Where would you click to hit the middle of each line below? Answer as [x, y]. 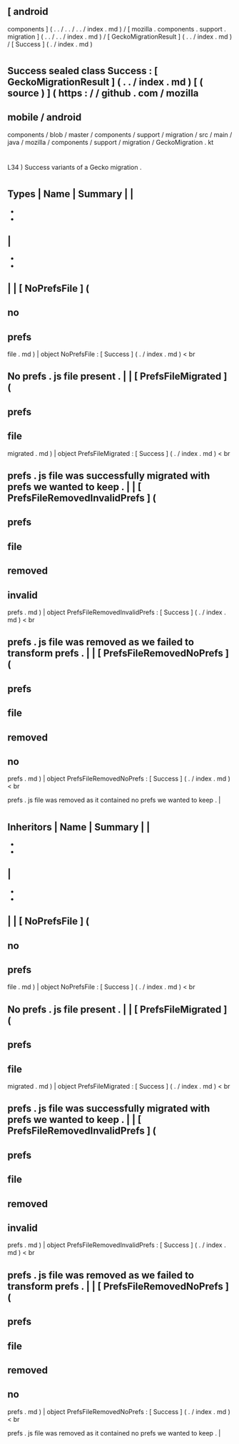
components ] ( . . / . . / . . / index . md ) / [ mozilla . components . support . [117, 29]
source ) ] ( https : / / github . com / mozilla [103, 93]
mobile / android [45, 117]
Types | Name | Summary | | [71, 194]
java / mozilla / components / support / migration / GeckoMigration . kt [111, 142]
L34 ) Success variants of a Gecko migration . [75, 167]
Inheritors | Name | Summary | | [79, 827]
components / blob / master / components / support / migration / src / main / [120, 134]
